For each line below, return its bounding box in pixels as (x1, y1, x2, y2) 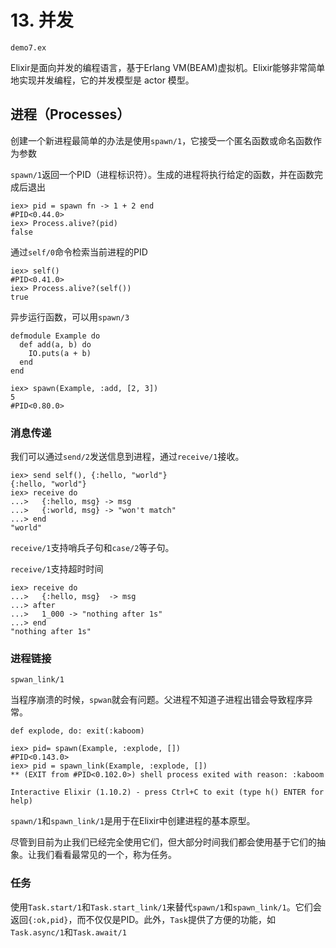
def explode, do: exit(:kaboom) (10, 726, 145, 736)
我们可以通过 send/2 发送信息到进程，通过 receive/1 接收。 (10, 451, 245, 463)
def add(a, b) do (19, 339, 92, 350)
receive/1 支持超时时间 (10, 563, 104, 575)
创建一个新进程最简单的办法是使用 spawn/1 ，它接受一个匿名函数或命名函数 (10, 134, 314, 146)
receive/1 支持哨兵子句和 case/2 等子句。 (10, 542, 175, 554)
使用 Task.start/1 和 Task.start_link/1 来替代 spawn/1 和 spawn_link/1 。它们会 (10, 901, 322, 913)
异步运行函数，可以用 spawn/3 (10, 311, 130, 323)
